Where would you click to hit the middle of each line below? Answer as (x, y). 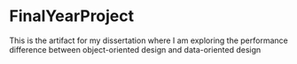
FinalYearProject (72, 16)
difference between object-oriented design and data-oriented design (135, 49)
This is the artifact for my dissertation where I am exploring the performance (148, 40)
